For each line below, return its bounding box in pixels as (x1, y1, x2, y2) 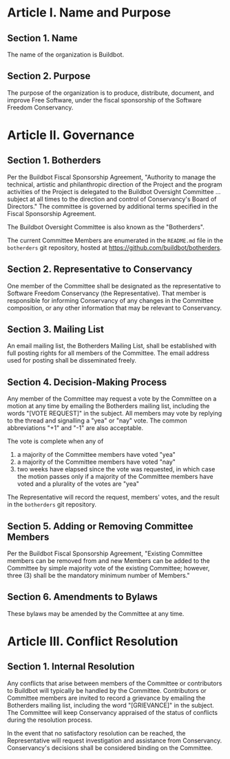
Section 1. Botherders (7, 155, 101, 167)
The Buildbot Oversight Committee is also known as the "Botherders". (7, 222, 205, 231)
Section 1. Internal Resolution (7, 661, 135, 672)
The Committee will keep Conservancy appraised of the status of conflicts (7, 708, 218, 716)
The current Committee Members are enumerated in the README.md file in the (7, 236, 224, 244)
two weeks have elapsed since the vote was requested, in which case (17, 465, 216, 473)
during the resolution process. (7, 716, 93, 724)
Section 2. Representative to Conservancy (7, 264, 193, 275)
